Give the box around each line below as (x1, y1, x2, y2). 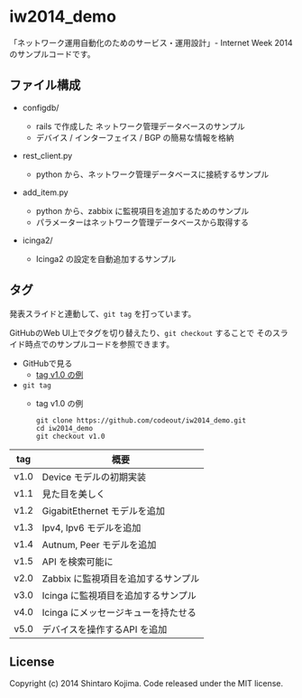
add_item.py (22, 187, 69, 198)
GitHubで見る (22, 358, 73, 368)
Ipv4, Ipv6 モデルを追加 (41, 521, 142, 534)
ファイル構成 (9, 78, 81, 93)
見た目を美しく (41, 488, 106, 500)
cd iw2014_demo (35, 423, 93, 433)
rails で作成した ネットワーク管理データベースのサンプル (35, 120, 245, 132)
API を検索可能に (41, 555, 114, 568)
